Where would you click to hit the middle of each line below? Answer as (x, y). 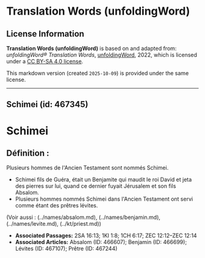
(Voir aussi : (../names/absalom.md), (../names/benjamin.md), (83, 217)
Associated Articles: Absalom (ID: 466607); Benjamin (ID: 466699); (101, 242)
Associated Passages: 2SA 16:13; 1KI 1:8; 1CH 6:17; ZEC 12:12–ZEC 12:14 (106, 235)
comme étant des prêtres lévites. (56, 206)
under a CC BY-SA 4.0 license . (45, 61)
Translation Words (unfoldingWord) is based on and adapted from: (92, 48)
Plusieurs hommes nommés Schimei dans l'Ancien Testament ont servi (104, 199)
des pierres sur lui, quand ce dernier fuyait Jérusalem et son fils (95, 186)
